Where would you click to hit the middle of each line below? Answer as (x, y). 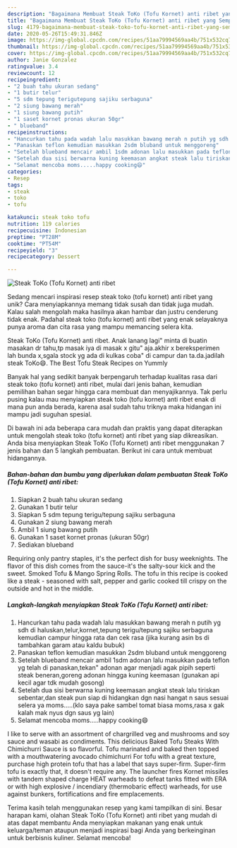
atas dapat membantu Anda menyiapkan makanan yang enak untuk (105, 823)
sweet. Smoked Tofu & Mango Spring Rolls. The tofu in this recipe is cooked (117, 574)
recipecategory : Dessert (44, 257)
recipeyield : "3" (33, 250)
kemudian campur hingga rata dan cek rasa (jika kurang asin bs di (113, 638)
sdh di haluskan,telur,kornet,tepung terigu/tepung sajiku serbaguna (115, 630)
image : (17, 40)
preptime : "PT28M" (34, 237)
